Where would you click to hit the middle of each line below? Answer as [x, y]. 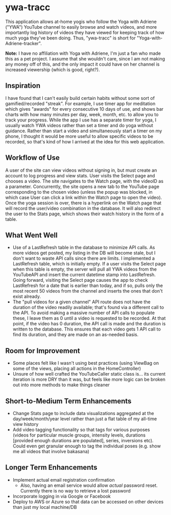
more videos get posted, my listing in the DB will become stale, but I [84, 253]
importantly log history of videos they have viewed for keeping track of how [85, 32]
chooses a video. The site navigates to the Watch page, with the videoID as [84, 181]
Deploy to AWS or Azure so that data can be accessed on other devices [88, 502]
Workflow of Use [32, 158]
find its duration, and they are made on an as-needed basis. [76, 335]
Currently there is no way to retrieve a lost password [76, 490]
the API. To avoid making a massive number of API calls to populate [83, 313]
